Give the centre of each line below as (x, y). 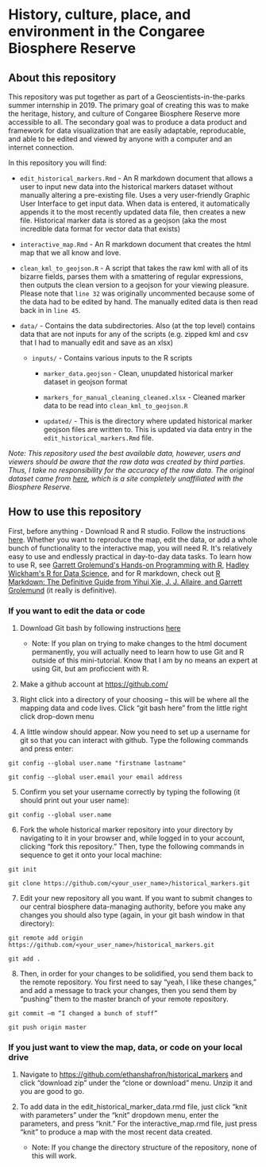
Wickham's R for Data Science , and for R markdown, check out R (114, 573)
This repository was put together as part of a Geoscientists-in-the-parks (127, 97)
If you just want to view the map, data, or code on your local (125, 1048)
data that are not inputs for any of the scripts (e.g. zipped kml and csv (134, 334)
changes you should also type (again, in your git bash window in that (132, 915)
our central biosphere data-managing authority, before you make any (133, 906)
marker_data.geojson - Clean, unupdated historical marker (139, 373)
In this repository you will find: (58, 163)
